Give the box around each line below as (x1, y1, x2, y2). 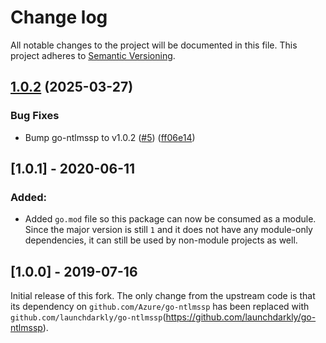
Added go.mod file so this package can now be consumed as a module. (24, 213, 317, 225)
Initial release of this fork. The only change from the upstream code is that (10, 290, 316, 302)
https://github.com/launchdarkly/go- (165, 311, 317, 323)
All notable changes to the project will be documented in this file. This (10, 39, 298, 51)
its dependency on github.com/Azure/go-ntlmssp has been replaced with (10, 301, 310, 313)
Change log (10, 6, 108, 29)
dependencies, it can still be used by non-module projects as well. (24, 234, 298, 246)
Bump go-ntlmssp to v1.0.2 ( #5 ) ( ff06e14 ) (24, 131, 196, 143)
